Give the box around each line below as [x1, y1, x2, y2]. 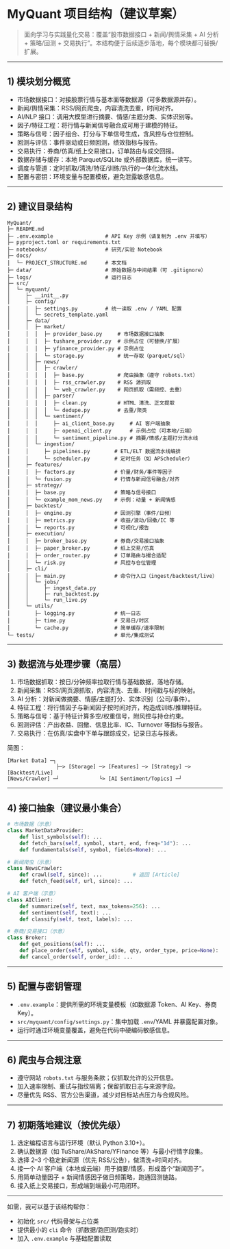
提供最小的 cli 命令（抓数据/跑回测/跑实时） [16, 1226, 142, 1234]
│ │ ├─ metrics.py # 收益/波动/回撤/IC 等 [7, 517, 175, 524]
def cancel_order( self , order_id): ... [19, 954, 133, 960]
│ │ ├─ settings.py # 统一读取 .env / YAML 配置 [7, 305, 182, 312]
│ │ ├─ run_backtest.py [7, 590, 99, 597]
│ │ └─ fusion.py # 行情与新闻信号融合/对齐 [7, 476, 180, 483]
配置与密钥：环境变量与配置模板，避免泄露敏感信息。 [16, 172, 168, 180]
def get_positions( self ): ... [19, 941, 106, 948]
